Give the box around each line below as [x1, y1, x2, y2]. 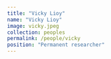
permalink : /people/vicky [7, 35, 80, 42]
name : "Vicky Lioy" [7, 16, 63, 23]
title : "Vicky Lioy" [7, 9, 66, 17]
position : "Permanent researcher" [7, 41, 106, 48]
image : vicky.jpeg [7, 22, 59, 29]
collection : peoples [7, 28, 66, 36]
